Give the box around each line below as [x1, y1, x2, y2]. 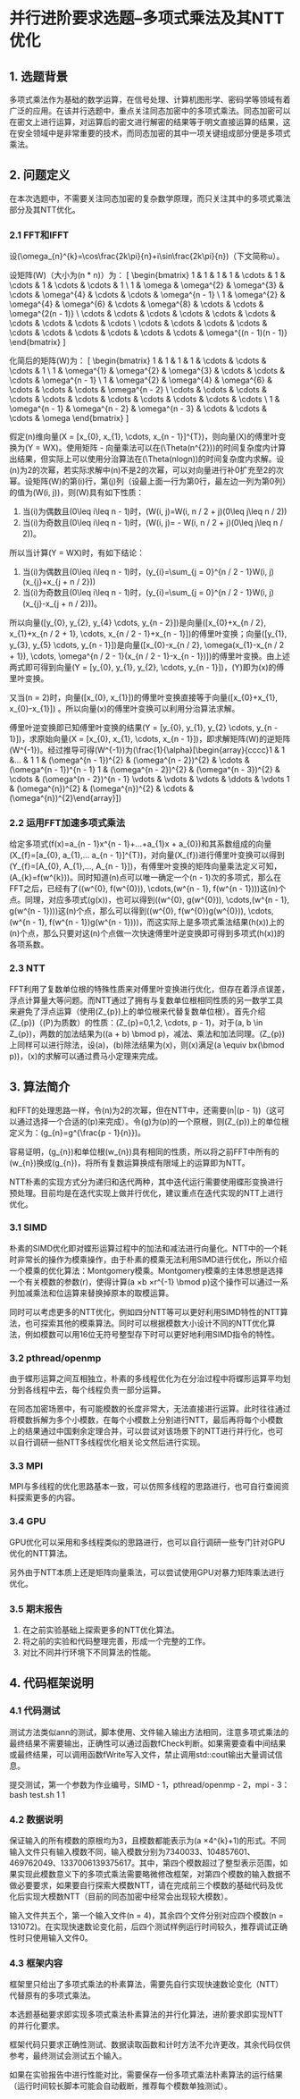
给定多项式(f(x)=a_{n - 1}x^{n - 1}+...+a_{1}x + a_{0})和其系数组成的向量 [9, 839, 272, 849]
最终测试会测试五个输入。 [32, 2051, 127, 2061]
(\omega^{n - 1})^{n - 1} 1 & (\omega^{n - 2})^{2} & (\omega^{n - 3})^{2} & [9, 764, 281, 775]
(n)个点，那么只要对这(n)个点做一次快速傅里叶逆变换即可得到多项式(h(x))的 [9, 928, 286, 939]
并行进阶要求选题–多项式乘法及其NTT [9, 8, 285, 29]
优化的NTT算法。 [9, 1547, 73, 1558]
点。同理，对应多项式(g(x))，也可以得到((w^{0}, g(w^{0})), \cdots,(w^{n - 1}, [9, 895, 290, 906]
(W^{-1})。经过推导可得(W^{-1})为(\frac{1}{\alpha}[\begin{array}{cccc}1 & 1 [9, 745, 286, 755]
